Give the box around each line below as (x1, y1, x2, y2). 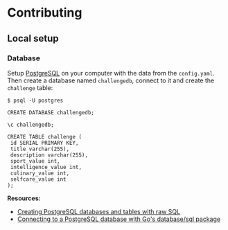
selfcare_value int (10, 175, 67, 183)
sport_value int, (10, 157, 60, 164)
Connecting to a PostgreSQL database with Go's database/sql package (17, 215, 220, 223)
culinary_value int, (10, 170, 70, 177)
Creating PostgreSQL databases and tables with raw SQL (17, 207, 181, 215)
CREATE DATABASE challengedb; (7, 109, 95, 116)
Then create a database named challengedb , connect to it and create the (7, 76, 215, 85)
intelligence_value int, (10, 163, 82, 170)
